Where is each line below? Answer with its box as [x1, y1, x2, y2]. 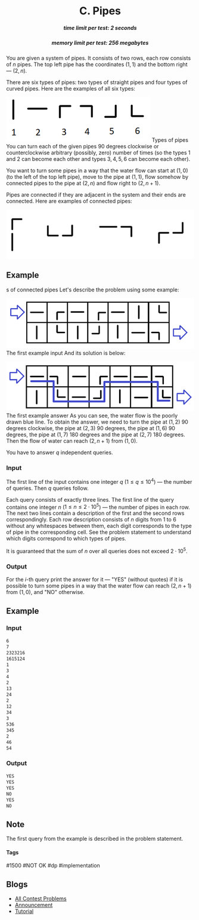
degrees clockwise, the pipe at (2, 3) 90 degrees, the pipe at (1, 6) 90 [6, 424, 176, 431]
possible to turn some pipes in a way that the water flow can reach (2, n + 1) [6, 582, 192, 589]
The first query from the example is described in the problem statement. [6, 835, 184, 843]
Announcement [14, 902, 53, 909]
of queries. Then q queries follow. [6, 484, 89, 492]
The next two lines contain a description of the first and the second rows [6, 509, 185, 517]
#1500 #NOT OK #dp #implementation [6, 862, 100, 869]
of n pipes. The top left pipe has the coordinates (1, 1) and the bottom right [6, 61, 188, 68]
